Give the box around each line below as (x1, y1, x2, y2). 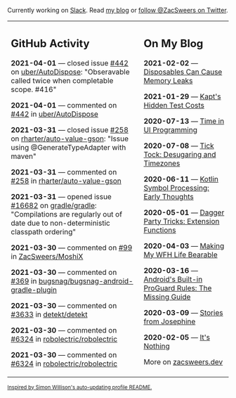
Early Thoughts (143, 191, 195, 201)
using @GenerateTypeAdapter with (11, 142, 126, 152)
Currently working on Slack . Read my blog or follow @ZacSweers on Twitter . (7, 6, 228, 14)
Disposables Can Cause (143, 67, 223, 77)
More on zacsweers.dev (143, 357, 223, 366)
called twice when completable (11, 75, 114, 85)
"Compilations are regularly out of (11, 209, 123, 219)
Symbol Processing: (143, 183, 209, 193)
